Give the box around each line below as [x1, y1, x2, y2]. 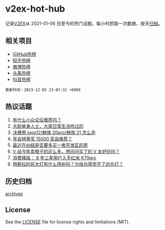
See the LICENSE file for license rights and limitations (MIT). [5, 219, 130, 225]
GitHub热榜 [12, 51, 36, 57]
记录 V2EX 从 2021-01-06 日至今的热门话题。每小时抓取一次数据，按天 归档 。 [5, 20, 163, 26]
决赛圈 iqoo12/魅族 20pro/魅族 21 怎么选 [12, 129, 96, 135]
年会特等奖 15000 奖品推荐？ [12, 135, 73, 142]
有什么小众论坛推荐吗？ [12, 117, 62, 123]
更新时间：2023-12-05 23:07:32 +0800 [5, 87, 81, 93]
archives [5, 191, 23, 197]
